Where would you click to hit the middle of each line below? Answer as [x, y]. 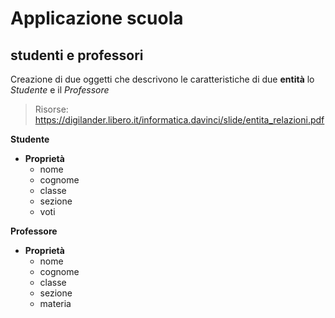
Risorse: [51, 109]
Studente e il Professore [60, 90]
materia [55, 303]
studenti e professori [77, 55]
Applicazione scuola [97, 18]
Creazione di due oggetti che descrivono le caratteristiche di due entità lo [162, 79]
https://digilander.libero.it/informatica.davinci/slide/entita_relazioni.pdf [179, 120]
